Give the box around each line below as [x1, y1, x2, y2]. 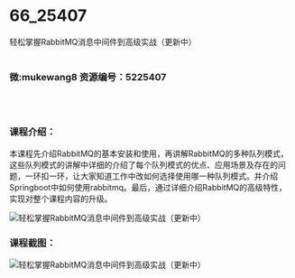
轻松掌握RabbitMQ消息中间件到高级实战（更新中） [9, 36, 197, 47]
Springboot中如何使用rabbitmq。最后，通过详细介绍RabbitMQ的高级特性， [9, 181, 287, 192]
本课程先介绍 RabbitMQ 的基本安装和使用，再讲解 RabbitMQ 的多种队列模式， [9, 148, 289, 159]
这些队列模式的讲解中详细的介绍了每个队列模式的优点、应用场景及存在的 [9, 159, 278, 170]
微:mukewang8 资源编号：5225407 [9, 70, 167, 83]
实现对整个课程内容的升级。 [9, 193, 113, 204]
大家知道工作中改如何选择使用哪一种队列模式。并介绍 [79, 171, 278, 181]
